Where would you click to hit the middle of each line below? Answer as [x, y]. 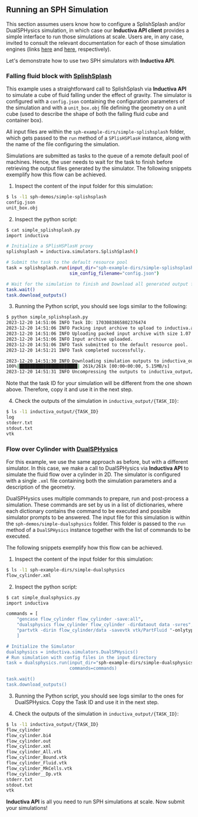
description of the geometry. [41, 487]
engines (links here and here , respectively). [59, 49]
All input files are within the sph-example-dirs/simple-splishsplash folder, [96, 132]
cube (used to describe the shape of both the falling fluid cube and [88, 114]
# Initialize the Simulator [41, 646]
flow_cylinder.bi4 [29, 735]
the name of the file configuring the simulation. [63, 144]
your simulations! [27, 808]
